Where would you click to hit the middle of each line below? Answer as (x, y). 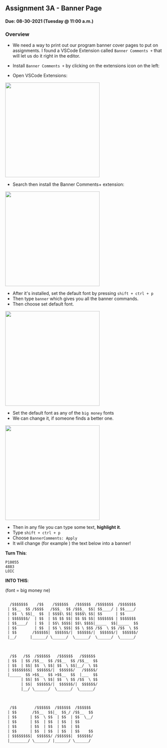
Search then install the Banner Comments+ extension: (68, 184)
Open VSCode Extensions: (40, 76)
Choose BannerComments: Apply (45, 538)
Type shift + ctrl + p (36, 533)
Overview (17, 34)
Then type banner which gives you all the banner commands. (75, 299)
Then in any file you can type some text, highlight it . (67, 527)
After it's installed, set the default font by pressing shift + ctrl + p (83, 293)
